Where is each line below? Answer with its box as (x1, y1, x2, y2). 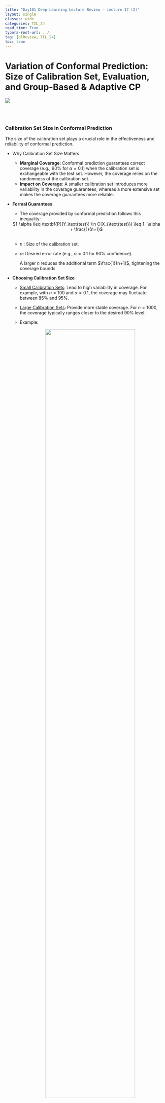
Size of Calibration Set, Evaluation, (5, 71, 150, 82)
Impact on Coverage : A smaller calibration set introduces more (19, 181, 148, 187)
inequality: (19, 215, 41, 222)
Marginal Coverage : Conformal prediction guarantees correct (19, 160, 145, 166)
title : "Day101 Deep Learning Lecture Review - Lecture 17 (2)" (5, 7, 140, 12)
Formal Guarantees (12, 201, 53, 207)
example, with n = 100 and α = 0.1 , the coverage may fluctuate (19, 289, 147, 296)
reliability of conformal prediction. (5, 141, 74, 147)
